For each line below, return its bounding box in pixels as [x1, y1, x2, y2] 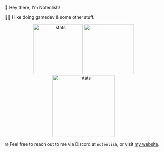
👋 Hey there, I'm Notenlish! [5, 5, 60, 10]
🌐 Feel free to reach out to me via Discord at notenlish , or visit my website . [5, 141, 160, 147]
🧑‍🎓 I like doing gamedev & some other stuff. [5, 14, 95, 20]
